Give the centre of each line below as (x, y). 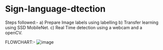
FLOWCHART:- (20, 42)
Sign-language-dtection (55, 9)
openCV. (14, 33)
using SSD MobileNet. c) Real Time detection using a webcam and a (74, 27)
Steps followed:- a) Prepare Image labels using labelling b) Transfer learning (82, 22)
